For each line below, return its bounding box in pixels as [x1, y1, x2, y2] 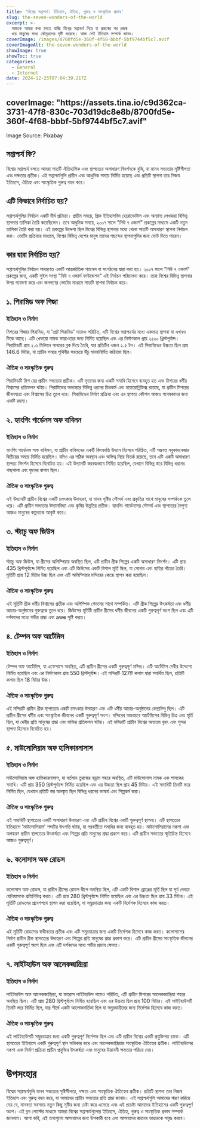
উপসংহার [6, 1068, 37, 1081]
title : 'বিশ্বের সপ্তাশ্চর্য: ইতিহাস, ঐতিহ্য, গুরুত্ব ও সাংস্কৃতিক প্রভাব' [6, 8, 124, 15]
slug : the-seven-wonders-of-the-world [6, 14, 103, 20]
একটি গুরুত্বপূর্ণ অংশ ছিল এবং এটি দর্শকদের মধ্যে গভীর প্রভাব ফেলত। [6, 941, 121, 949]
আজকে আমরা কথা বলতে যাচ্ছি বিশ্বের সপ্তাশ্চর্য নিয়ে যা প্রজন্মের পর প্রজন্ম [11, 25, 128, 32]
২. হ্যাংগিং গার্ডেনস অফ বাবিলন [6, 415, 82, 425]
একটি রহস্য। [6, 397, 29, 405]
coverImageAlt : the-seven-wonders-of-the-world [6, 42, 127, 48]
